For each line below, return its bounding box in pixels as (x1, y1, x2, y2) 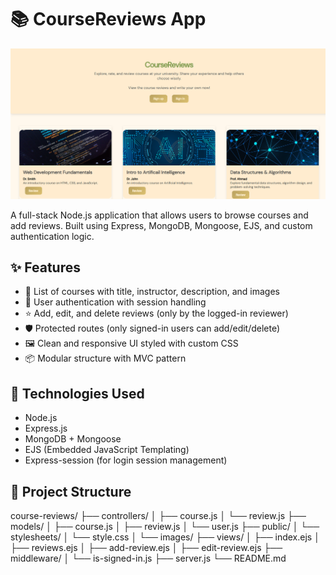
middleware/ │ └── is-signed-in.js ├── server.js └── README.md (10, 552, 287, 565)
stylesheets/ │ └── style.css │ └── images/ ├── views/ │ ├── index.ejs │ (10, 531, 320, 543)
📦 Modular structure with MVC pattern (24, 352, 187, 365)
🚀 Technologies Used (10, 385, 145, 402)
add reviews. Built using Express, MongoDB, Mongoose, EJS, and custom (10, 219, 313, 231)
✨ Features (10, 259, 81, 276)
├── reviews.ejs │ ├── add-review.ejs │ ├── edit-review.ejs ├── (10, 542, 283, 554)
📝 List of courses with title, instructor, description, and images (24, 286, 280, 298)
